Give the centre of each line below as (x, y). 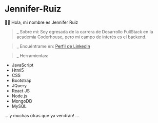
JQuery (19, 85)
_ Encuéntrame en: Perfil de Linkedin (53, 46)
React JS (21, 91)
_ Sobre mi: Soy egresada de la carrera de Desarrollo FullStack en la (85, 31)
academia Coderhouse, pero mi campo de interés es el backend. (81, 37)
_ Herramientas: (32, 55)
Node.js (20, 96)
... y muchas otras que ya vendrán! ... (42, 115)
